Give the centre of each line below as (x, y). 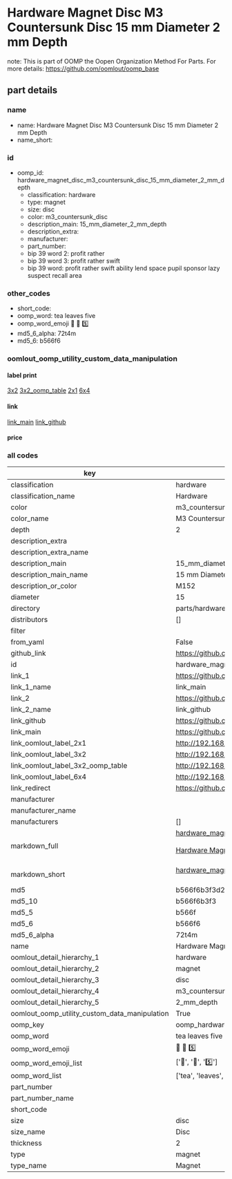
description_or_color (44, 586)
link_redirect (31, 788)
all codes (23, 455)
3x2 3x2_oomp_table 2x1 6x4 (49, 390)
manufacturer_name (43, 811)
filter (18, 631)
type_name (29, 1166)
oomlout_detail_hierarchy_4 (55, 991)
